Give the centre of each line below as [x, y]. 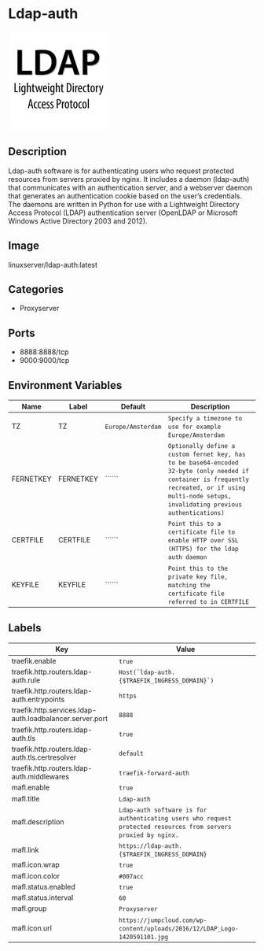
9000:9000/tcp [44, 361]
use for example [194, 427]
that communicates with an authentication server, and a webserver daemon [130, 187]
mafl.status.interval [42, 897]
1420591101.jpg [144, 937]
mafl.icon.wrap [36, 865]
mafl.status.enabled [44, 886]
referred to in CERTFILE [209, 602]
